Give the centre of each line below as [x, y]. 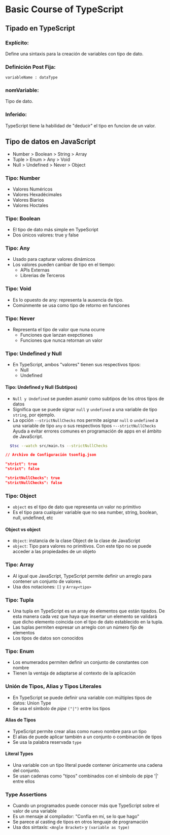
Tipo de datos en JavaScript [50, 142]
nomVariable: [22, 90]
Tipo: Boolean [23, 219]
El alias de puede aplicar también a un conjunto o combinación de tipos [87, 737]
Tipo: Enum [20, 651]
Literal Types [19, 754]
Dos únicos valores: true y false [46, 235]
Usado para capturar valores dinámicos [54, 259]
